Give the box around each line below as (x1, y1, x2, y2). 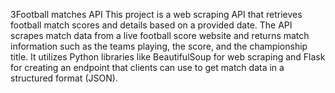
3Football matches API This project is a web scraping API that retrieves (10, 9, 303, 20)
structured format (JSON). (10, 72, 118, 84)
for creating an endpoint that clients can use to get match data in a (10, 62, 285, 73)
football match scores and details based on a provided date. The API (10, 19, 293, 31)
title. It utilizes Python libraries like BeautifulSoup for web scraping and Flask (10, 51, 326, 63)
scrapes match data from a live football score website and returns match (10, 30, 310, 41)
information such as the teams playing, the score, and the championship (10, 40, 308, 52)
